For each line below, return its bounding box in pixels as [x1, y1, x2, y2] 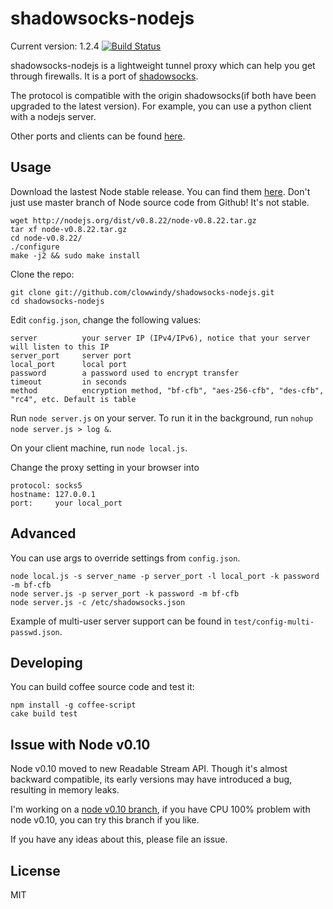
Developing [10, 654, 83, 671]
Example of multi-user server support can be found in [10, 615, 232, 627]
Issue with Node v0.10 [10, 736, 151, 753]
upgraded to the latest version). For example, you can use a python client [10, 100, 312, 112]
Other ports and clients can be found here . [10, 130, 186, 142]
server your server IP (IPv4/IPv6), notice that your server [10, 333, 311, 343]
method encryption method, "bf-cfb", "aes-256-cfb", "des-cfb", [10, 385, 325, 396]
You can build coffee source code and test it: [10, 681, 195, 693]
